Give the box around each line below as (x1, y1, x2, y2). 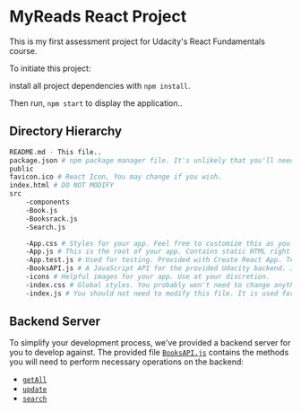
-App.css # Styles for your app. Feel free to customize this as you (25, 239, 291, 248)
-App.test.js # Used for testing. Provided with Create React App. (25, 256, 282, 265)
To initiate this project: (9, 63, 91, 74)
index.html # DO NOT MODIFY (9, 181, 115, 190)
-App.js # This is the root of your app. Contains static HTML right (25, 247, 291, 257)
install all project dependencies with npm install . (9, 80, 191, 91)
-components (25, 197, 70, 206)
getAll (21, 375, 47, 385)
